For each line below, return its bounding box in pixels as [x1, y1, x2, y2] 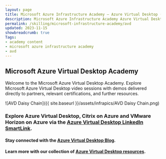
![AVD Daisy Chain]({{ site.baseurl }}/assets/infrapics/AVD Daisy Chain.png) [5, 100, 160, 106]
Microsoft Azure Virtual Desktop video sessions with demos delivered [5, 85, 147, 92]
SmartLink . [5, 125, 32, 132]
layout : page [5, 7, 32, 12]
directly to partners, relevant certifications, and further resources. [5, 91, 139, 97]
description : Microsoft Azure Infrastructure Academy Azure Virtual [5, 16, 149, 21]
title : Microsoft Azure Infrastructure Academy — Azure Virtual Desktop [5, 12, 158, 17]
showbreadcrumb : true [5, 30, 50, 35]
